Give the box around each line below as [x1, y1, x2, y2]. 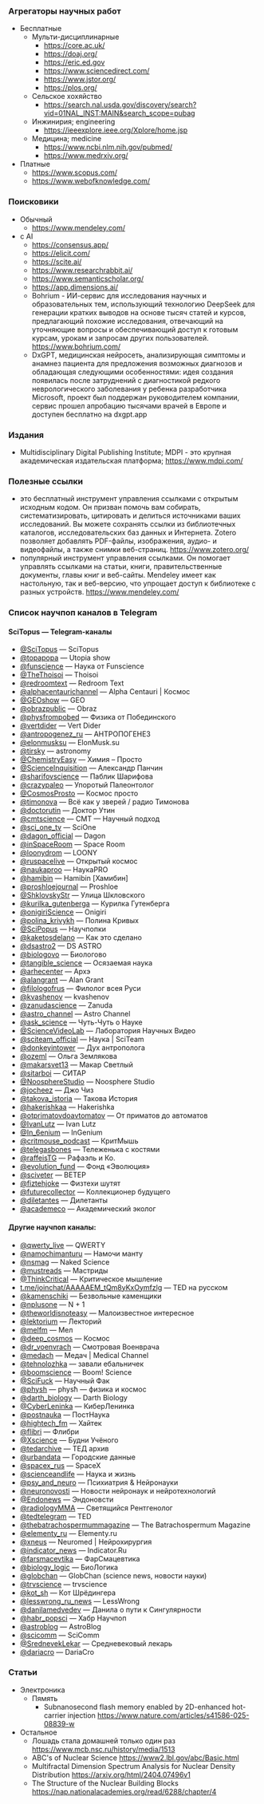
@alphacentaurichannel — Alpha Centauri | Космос [19, 687, 191, 697]
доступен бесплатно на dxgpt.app [31, 409, 148, 419]
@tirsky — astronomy [19, 746, 92, 756]
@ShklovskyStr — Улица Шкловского [19, 890, 145, 900]
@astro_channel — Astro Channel [19, 1009, 131, 1019]
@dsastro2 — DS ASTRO [19, 941, 102, 951]
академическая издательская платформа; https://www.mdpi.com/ [19, 456, 243, 465]
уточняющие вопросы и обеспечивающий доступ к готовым [31, 325, 238, 334]
